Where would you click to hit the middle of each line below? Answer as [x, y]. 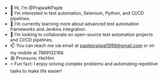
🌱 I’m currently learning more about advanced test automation [74, 24]
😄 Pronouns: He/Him [32, 58]
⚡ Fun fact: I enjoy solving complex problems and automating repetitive [84, 64]
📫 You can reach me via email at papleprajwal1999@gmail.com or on [82, 46]
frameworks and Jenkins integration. [48, 29]
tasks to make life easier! [36, 71]
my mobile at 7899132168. [37, 53]
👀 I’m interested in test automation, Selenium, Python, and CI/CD [77, 13]
